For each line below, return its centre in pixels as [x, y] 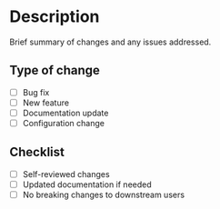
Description [55, 17]
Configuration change [63, 123]
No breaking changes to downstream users [103, 194]
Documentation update [65, 113]
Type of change [55, 70]
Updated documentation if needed [87, 184]
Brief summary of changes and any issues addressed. [110, 42]
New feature [46, 103]
